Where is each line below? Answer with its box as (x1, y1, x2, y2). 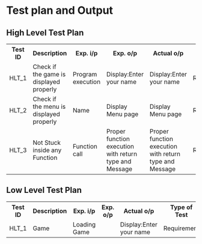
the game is (32, 70, 66, 78)
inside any (32, 146, 62, 154)
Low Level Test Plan (6, 185, 82, 195)
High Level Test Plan (6, 28, 84, 38)
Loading (72, 220, 96, 228)
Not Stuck (32, 139, 61, 147)
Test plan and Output (6, 4, 113, 17)
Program (72, 70, 97, 78)
